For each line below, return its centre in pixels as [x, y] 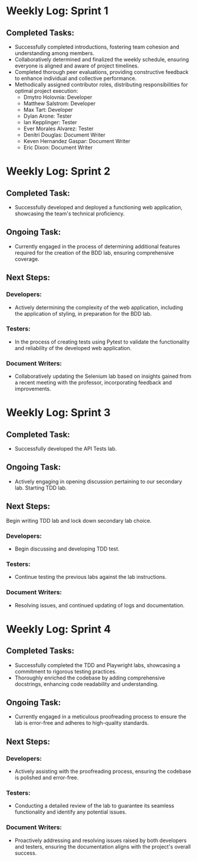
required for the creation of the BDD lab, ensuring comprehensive [94, 253]
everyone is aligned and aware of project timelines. [77, 66]
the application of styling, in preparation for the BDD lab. [83, 313]
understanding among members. [54, 53]
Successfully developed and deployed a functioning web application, [98, 207]
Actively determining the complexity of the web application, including [99, 307]
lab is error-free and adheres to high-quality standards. [82, 723]
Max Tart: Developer [48, 110]
